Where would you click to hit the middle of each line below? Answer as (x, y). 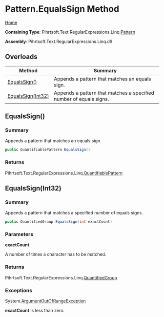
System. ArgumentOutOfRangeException (46, 301)
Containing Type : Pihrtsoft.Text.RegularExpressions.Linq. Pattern (70, 32)
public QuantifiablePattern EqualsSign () (48, 150)
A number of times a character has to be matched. (56, 254)
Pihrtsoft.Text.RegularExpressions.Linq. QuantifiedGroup (61, 277)
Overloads (21, 57)
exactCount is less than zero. (35, 311)
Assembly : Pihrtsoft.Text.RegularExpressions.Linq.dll (59, 41)
